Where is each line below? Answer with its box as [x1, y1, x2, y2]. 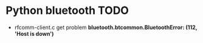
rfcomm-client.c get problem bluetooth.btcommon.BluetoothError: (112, [14, 24, 198, 31]
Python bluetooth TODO [5, 4, 129, 18]
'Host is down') [14, 30, 54, 37]
